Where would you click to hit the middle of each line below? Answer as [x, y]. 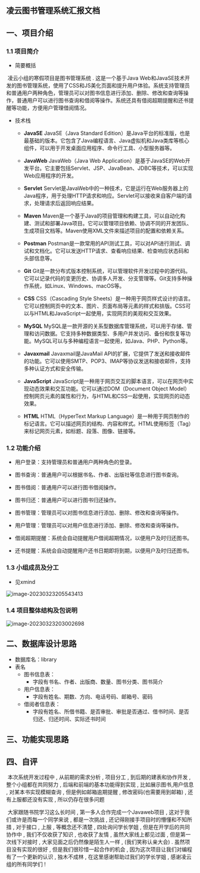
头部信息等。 [39, 259]
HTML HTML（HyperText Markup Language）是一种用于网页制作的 [107, 417]
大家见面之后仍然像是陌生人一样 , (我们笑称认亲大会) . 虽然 [113, 841]
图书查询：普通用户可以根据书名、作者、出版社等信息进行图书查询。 [98, 475]
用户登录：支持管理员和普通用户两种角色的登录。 [75, 462]
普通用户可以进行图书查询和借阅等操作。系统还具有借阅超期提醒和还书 [102, 101]
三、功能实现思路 [37, 740]
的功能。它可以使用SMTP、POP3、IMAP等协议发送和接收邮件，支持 [107, 361]
